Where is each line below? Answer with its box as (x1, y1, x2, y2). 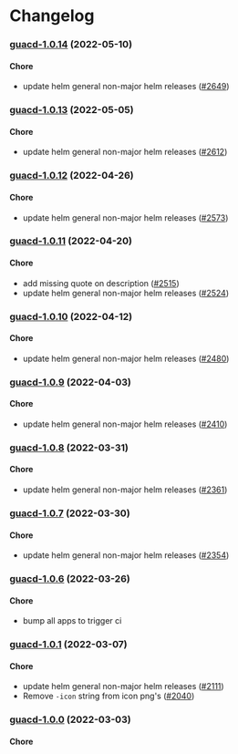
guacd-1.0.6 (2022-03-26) (9, 573, 130, 585)
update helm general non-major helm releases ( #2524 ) (22, 287, 230, 298)
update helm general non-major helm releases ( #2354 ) (22, 550, 230, 561)
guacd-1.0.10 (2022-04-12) (9, 310, 133, 323)
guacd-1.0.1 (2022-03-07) (9, 638, 128, 651)
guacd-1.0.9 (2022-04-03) (9, 376, 132, 388)
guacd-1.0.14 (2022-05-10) (9, 38, 133, 51)
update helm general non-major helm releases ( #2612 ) (22, 147, 228, 158)
